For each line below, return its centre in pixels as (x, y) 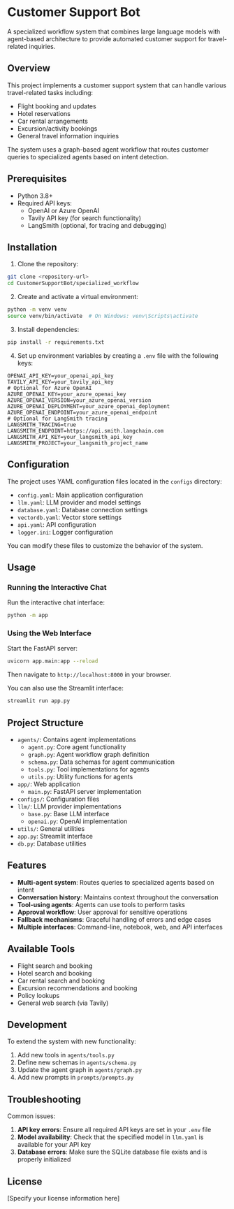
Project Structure (45, 723)
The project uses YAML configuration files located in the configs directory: (115, 481)
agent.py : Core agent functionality (77, 747)
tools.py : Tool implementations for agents (88, 769)
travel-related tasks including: (50, 92)
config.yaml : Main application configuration (80, 495)
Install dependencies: (48, 329)
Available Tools (41, 949)
